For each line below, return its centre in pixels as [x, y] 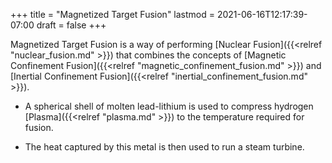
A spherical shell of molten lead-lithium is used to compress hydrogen [169, 106]
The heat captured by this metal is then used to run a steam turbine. [164, 147]
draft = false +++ [71, 25]
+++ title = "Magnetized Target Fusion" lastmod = [112, 14]
